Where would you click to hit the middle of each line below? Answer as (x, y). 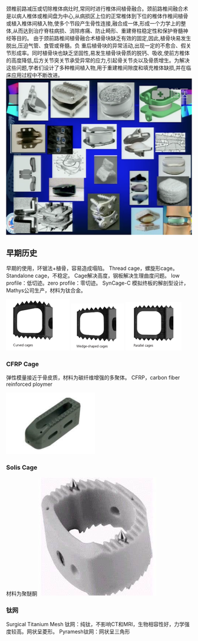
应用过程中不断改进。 (37, 75)
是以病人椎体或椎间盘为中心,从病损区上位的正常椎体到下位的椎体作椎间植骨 (97, 16)
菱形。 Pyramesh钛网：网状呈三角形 (86, 632)
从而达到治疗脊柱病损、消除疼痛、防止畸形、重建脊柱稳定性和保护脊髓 (98, 31)
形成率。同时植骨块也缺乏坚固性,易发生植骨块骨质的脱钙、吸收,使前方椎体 (100, 53)
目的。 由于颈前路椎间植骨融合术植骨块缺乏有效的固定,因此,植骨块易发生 (104, 38)
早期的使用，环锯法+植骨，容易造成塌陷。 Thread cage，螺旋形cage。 (92, 268)
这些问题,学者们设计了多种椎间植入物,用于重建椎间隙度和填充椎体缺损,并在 (96, 68)
